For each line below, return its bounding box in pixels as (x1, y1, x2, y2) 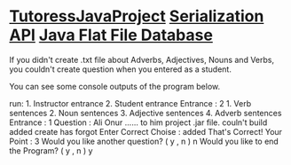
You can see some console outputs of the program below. (9, 81, 220, 91)
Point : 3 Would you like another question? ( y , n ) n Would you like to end (9, 136, 279, 146)
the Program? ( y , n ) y (9, 145, 93, 156)
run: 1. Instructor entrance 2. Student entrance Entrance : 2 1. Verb (9, 98, 252, 108)
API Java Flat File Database (9, 25, 213, 45)
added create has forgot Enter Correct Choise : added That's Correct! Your (9, 126, 282, 137)
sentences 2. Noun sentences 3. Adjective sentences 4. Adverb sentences (9, 107, 282, 118)
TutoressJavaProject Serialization (9, 6, 264, 27)
